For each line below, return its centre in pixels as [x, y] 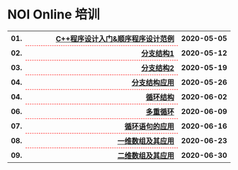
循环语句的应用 [149, 126]
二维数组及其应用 [146, 155]
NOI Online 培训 [54, 15]
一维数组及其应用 [146, 141]
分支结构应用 [153, 82]
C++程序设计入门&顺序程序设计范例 [115, 38]
